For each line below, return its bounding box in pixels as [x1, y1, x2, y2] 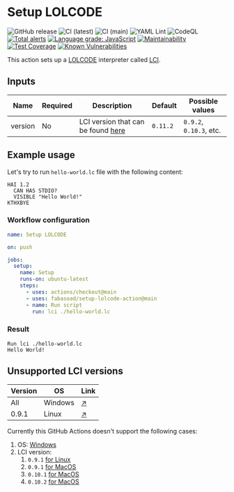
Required [41, 100, 73, 110]
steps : [19, 283, 39, 289]
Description [92, 100, 132, 110]
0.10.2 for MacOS [27, 477, 80, 486]
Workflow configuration [7, 215, 91, 225]
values [192, 105, 215, 115]
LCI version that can [79, 116, 145, 126]
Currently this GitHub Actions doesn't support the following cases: [7, 427, 198, 435]
